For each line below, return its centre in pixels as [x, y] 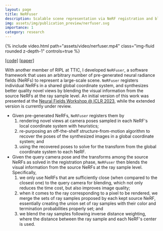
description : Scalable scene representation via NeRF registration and [79, 18]
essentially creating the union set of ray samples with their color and [88, 203]
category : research [25, 32]
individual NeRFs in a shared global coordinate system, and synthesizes [77, 85]
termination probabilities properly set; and [61, 209]
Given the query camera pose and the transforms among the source [80, 157]
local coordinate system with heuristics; [59, 126]
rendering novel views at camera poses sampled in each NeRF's [83, 121]
